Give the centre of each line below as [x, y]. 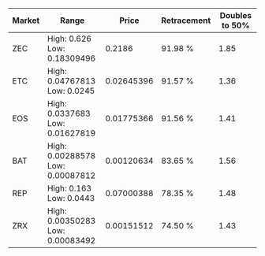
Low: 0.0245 [71, 91]
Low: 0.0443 [71, 198]
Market [26, 20]
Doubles [236, 15]
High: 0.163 [69, 188]
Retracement [186, 20]
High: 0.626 [69, 39]
